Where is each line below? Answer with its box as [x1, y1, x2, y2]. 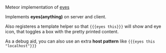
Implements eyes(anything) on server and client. [5, 14, 106, 19]
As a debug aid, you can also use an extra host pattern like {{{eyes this [5, 38, 155, 44]
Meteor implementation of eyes [5, 4, 70, 10]
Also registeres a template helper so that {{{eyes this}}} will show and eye [5, 23, 161, 29]
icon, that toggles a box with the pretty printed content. [5, 29, 119, 34]
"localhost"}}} [5, 44, 37, 49]
